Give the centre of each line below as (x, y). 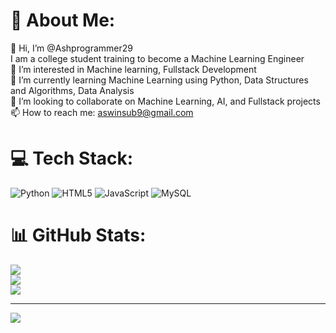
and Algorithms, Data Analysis (72, 90)
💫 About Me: (63, 20)
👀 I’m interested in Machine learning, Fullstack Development (133, 69)
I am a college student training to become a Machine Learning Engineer (157, 58)
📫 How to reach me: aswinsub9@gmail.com (102, 112)
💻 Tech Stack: (72, 158)
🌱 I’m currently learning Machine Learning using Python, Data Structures (159, 80)
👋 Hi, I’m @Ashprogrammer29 (71, 48)
